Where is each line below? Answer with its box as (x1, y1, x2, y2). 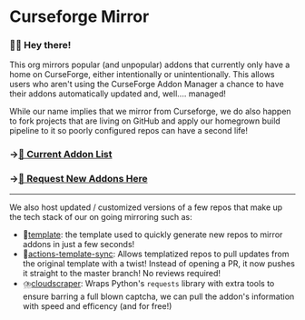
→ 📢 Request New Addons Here (9, 173, 148, 185)
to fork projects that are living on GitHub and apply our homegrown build (9, 115, 281, 126)
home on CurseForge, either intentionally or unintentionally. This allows (9, 69, 275, 80)
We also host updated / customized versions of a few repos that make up (9, 202, 283, 213)
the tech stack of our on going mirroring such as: (9, 211, 192, 222)
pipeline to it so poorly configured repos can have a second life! (9, 125, 248, 136)
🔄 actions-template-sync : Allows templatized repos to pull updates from (22, 248, 290, 259)
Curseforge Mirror (9, 6, 150, 27)
